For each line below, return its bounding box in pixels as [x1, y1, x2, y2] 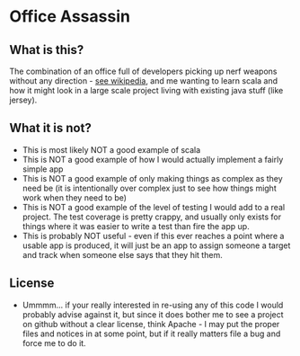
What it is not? [9, 120, 92, 136]
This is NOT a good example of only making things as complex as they [22, 173, 283, 183]
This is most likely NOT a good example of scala [22, 144, 201, 155]
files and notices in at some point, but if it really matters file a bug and [22, 328, 281, 339]
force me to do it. [22, 337, 87, 348]
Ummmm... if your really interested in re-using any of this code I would [22, 299, 284, 310]
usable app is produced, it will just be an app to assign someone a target [22, 240, 291, 251]
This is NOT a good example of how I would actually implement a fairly [22, 154, 284, 165]
